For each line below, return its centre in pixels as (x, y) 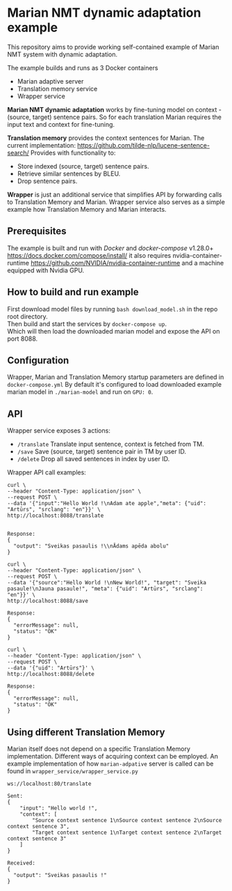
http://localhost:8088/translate (56, 516)
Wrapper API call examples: (47, 472)
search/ (18, 153)
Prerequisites (37, 231)
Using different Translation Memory (86, 732)
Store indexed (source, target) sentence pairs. (83, 166)
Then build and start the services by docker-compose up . (87, 324)
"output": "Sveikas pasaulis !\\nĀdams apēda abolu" (91, 546)
